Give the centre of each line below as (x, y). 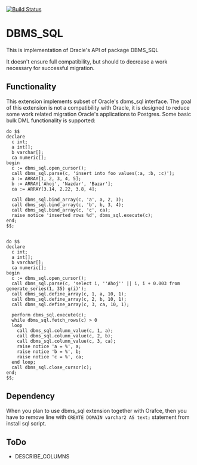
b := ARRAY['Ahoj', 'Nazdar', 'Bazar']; (62, 184)
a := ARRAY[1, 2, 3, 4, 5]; (47, 179)
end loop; (24, 362)
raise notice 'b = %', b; (49, 351)
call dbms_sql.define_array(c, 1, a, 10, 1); (69, 294)
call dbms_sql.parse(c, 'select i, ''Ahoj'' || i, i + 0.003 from (96, 283)
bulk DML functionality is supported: (51, 120)
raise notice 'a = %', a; (49, 346)
